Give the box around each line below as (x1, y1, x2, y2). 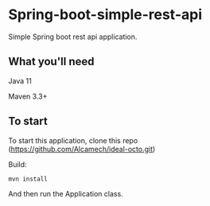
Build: (8, 159, 27, 169)
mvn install (8, 175, 48, 183)
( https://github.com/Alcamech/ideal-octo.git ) (8, 144, 156, 154)
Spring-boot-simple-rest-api (8, 6, 203, 24)
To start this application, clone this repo (8, 135, 138, 145)
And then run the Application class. (8, 189, 123, 198)
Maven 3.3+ (8, 91, 48, 101)
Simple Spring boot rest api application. (8, 32, 138, 41)
